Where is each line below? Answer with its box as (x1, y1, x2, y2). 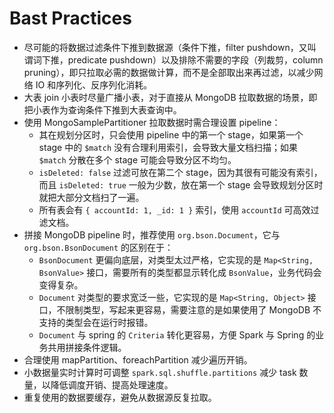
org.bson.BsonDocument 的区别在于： (23, 241, 174, 253)
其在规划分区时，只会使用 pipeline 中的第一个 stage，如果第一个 (38, 128, 304, 141)
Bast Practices (9, 7, 132, 30)
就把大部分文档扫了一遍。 (38, 191, 145, 203)
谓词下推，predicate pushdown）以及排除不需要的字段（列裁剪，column (23, 53, 324, 66)
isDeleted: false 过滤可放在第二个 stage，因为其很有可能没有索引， (38, 166, 323, 178)
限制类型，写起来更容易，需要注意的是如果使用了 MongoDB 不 (65, 303, 322, 316)
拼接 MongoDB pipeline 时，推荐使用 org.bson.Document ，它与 (23, 228, 281, 241)
